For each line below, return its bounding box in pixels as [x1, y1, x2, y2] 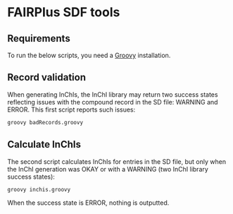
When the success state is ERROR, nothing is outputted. [7, 198, 170, 207]
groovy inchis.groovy [7, 186, 71, 193]
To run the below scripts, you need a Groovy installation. [7, 51, 171, 59]
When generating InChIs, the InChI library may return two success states [7, 90, 218, 99]
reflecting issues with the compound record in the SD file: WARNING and [7, 97, 218, 106]
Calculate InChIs [7, 138, 81, 150]
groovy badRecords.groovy [7, 119, 83, 126]
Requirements [7, 32, 70, 44]
